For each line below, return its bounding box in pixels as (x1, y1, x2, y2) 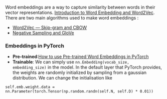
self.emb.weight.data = (5, 84, 55, 89)
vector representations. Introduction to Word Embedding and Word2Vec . (5, 9, 155, 15)
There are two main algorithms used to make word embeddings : (5, 15, 139, 20)
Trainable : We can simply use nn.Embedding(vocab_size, (12, 59, 129, 65)
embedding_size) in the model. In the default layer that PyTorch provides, (12, 64, 162, 70)
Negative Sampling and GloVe (12, 30, 74, 35)
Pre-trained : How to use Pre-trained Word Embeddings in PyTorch (12, 53, 149, 59)
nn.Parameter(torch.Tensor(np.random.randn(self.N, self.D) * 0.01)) (5, 89, 154, 94)
